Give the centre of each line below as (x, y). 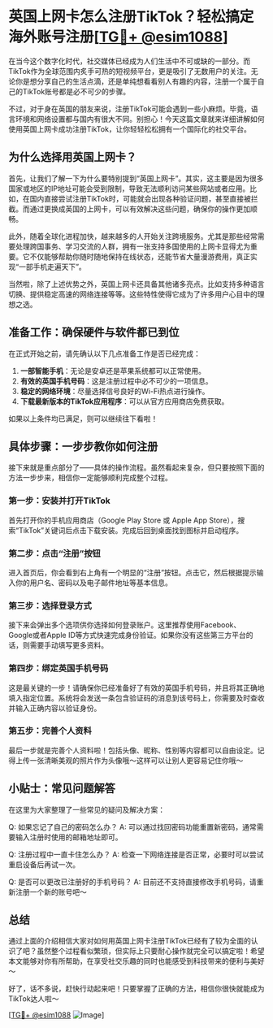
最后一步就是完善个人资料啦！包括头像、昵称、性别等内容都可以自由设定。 (133, 750)
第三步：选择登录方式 (50, 605)
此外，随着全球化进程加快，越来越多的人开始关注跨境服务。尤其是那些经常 (133, 236)
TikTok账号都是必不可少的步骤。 (76, 91)
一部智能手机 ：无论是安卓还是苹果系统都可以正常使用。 (113, 371)
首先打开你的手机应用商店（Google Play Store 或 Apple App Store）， (123, 520)
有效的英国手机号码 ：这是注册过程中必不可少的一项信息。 (116, 381)
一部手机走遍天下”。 (53, 267)
